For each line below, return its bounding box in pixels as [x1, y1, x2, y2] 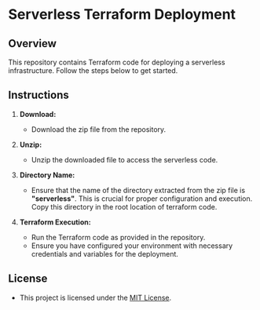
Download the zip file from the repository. [31, 124, 167, 134]
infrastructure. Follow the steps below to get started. [8, 66, 178, 75]
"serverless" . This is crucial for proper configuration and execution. [31, 194, 253, 203]
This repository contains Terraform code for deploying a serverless [8, 57, 225, 67]
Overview [8, 37, 57, 50]
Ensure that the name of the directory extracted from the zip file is [31, 185, 246, 195]
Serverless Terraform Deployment [8, 5, 236, 24]
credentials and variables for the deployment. [31, 249, 179, 258]
